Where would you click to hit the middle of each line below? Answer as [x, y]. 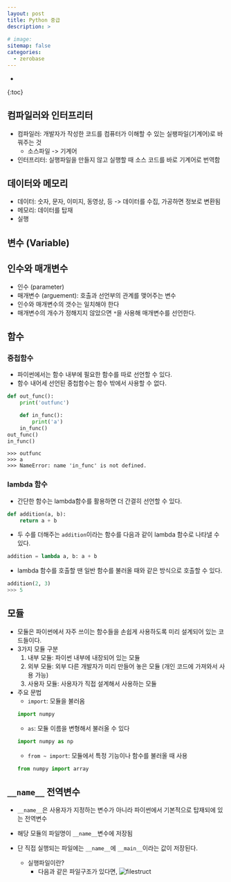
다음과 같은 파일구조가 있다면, [77, 872]
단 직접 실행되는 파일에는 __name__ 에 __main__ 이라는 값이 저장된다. [108, 848]
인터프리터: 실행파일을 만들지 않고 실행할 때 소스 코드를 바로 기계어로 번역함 [119, 160]
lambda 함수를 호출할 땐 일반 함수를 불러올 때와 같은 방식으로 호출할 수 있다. [120, 570]
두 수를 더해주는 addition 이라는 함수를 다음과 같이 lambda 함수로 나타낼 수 [118, 534]
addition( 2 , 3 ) [29, 584]
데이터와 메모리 [38, 184]
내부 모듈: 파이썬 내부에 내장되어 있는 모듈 [84, 657]
